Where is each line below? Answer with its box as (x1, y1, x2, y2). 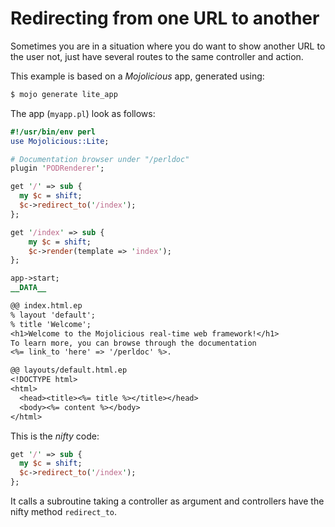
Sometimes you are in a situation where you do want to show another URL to (10, 40, 326, 52)
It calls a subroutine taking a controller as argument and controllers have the (10, 495, 325, 507)
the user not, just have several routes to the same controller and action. (10, 50, 304, 62)
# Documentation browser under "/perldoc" (10, 154, 190, 164)
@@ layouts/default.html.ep (10, 365, 128, 376)
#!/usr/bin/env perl (10, 127, 97, 137)
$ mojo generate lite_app (10, 89, 118, 99)
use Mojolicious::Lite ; (10, 136, 110, 146)
